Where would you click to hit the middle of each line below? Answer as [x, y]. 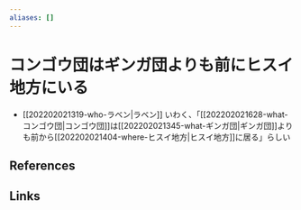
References [42, 165]
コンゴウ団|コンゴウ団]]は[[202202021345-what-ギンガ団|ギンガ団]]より [158, 125]
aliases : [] [32, 18]
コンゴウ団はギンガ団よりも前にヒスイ [151, 65]
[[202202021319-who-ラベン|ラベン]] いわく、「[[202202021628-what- [155, 114]
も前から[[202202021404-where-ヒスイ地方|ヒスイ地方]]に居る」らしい [156, 137]
